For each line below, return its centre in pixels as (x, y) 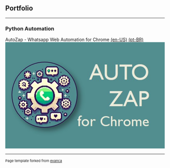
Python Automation (30, 28)
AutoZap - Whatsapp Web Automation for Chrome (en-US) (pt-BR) (74, 39)
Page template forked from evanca (34, 161)
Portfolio (19, 8)
